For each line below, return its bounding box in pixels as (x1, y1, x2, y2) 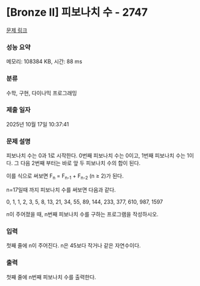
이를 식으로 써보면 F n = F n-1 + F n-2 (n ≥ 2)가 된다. (6, 172, 124, 181)
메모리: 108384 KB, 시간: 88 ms (6, 58, 83, 65)
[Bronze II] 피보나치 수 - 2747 (6, 5, 148, 19)
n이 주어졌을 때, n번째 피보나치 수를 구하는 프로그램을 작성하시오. (6, 210, 158, 217)
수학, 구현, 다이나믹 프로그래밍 (6, 89, 77, 96)
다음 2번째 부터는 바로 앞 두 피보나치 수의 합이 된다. (20, 160, 141, 167)
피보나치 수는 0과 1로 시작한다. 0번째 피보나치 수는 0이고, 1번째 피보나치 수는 (6, 152, 186, 160)
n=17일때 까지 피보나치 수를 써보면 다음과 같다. (6, 186, 116, 193)
